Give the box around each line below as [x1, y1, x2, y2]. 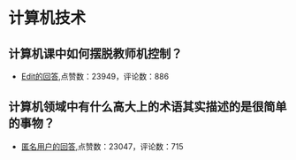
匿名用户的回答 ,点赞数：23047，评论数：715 [20, 141, 184, 151]
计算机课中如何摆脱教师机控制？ [8, 46, 183, 61]
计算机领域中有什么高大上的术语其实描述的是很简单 [8, 99, 287, 115]
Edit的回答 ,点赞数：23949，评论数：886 [20, 72, 170, 81]
